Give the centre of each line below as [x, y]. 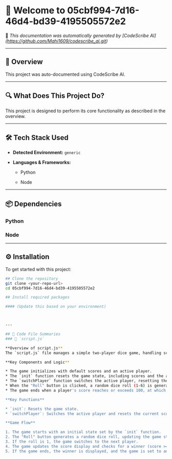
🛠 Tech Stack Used [37, 138]
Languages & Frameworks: [42, 162]
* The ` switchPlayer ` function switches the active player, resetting [82, 381]
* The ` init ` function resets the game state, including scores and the [84, 376]
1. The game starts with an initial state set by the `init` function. [83, 432]
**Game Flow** [20, 423]
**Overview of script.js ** [34, 348]
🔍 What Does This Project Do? [55, 96]
